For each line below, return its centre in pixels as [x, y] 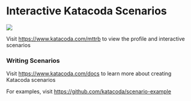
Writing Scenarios [33, 60]
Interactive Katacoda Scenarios [86, 11]
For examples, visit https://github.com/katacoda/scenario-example [89, 91]
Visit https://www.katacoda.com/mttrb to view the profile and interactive [95, 39]
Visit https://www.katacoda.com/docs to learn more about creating [89, 74]
